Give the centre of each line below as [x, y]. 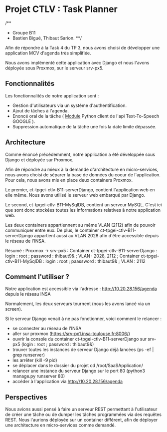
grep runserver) [29, 355]
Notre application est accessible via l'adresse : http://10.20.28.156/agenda [81, 289]
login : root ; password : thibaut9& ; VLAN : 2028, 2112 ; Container [73, 256]
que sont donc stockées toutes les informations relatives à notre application [83, 210]
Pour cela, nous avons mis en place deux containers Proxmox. [69, 180]
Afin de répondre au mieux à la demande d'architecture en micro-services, [82, 169]
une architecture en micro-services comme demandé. [61, 425]
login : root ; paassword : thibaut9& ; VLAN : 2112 [95, 261]
